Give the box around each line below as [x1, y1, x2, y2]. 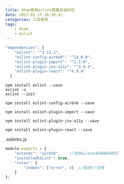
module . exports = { [5, 146, 47, 151]
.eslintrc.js [5, 136, 27, 143]
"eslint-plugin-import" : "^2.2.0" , [14, 59, 90, 64]
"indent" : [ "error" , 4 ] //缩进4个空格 [23, 165, 105, 170]
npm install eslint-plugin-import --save [5, 110, 95, 115]
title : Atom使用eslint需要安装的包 [5, 7, 75, 13]
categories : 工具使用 [5, 17, 48, 22]
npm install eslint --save [5, 83, 63, 88]
